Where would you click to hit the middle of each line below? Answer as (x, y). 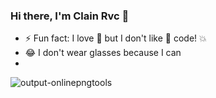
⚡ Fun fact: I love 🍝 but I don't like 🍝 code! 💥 (115, 38)
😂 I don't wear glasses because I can (103, 53)
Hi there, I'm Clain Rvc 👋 (70, 16)
